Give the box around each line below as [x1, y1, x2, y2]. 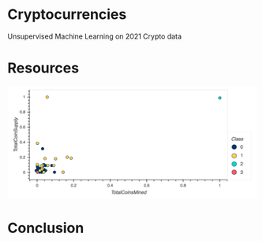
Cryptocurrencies [7, 6, 127, 24]
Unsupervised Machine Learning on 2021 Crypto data [7, 32, 182, 41]
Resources [7, 59, 80, 77]
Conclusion [7, 219, 85, 237]
